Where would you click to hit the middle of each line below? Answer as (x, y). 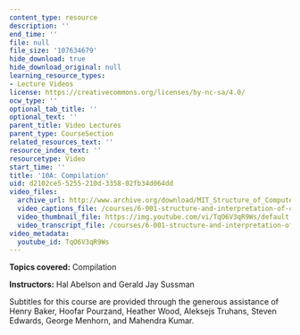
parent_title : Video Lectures (66, 126)
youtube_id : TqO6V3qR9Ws (63, 242)
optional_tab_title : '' (54, 109)
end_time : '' (33, 34)
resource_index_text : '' (55, 150)
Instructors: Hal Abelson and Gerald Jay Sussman (102, 285)
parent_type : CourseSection (62, 134)
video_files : (33, 192)
